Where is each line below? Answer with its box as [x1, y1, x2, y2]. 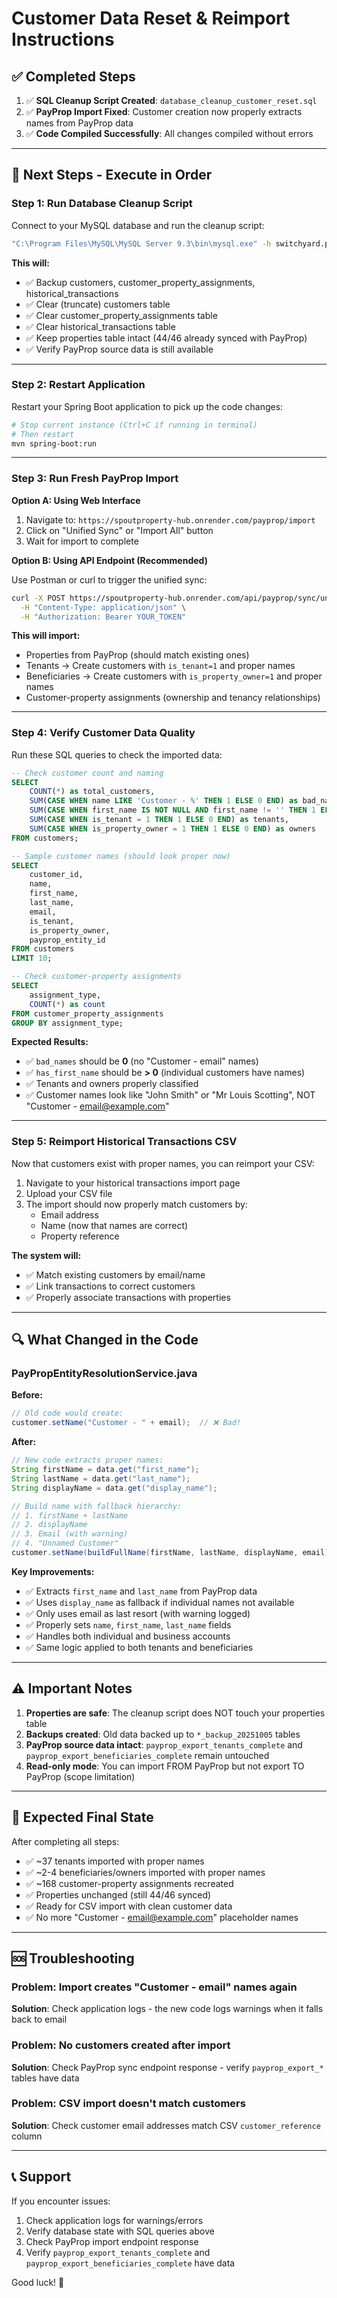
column [11, 2130, 43, 2142]
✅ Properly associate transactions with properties [25, 1291, 231, 1303]
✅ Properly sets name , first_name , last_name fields [25, 1618, 232, 1631]
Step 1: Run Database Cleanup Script [11, 197, 193, 211]
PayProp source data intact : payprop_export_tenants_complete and [25, 1738, 303, 1751]
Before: [11, 1389, 43, 1401]
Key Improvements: [11, 1565, 95, 1577]
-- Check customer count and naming [11, 768, 164, 778]
